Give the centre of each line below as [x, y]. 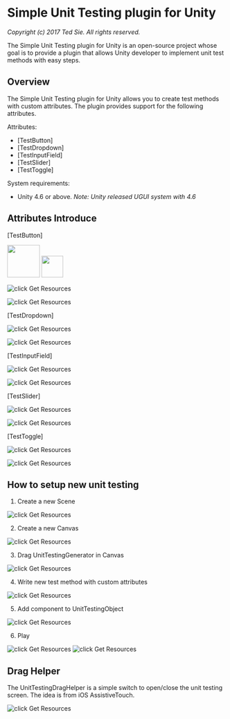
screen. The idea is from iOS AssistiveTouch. [71, 695]
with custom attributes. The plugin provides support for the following [105, 106]
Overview [29, 82]
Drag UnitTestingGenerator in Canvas [71, 555]
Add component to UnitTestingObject [70, 609]
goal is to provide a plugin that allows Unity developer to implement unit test [115, 53]
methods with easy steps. [44, 60]
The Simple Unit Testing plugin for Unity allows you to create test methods [113, 98]
